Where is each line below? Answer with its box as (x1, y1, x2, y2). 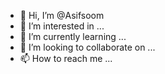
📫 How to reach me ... (19, 53, 113, 64)
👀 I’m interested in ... (19, 20, 105, 32)
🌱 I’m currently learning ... (19, 31, 127, 42)
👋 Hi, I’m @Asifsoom (19, 10, 105, 21)
